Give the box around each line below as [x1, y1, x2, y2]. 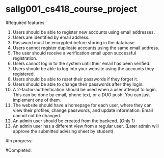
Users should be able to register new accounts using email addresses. [12, 29, 155, 35]
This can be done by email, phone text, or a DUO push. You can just [12, 92, 150, 98]
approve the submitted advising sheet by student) [12, 128, 114, 134]
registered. [12, 71, 35, 77]
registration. [12, 55, 37, 61]
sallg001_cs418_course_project [5, 3, 137, 15]
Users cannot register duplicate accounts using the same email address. [12, 45, 159, 51]
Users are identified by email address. [12, 34, 90, 40]
